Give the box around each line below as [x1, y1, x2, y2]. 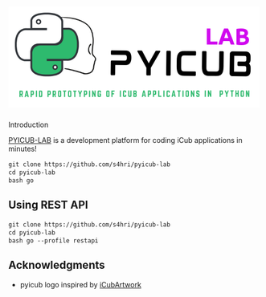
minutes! [8, 144, 38, 153]
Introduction [8, 120, 49, 129]
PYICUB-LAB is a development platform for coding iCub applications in [8, 135, 243, 144]
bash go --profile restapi [8, 236, 99, 245]
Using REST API [8, 198, 88, 212]
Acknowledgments [8, 258, 106, 272]
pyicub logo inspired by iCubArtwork [19, 279, 142, 289]
